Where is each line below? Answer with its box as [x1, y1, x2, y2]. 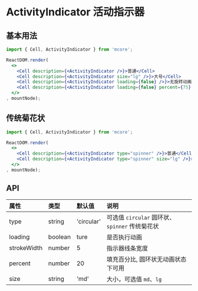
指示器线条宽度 [106, 244, 148, 252]
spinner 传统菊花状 [106, 222, 159, 230]
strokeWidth [9, 243, 43, 252]
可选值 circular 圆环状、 [106, 213, 176, 221]
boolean [48, 233, 71, 241]
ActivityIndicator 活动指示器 [6, 5, 145, 19]
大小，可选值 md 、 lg [106, 275, 162, 283]
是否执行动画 [106, 233, 143, 241]
